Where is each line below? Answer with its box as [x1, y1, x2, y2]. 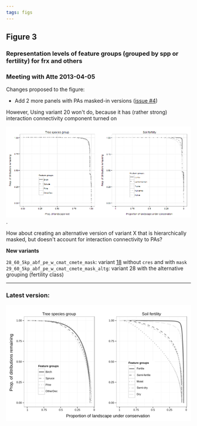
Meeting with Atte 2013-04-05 [6, 72, 96, 80]
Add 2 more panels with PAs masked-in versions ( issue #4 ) [14, 97, 158, 104]
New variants [6, 247, 39, 255]
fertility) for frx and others [6, 56, 83, 65]
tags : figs [6, 9, 33, 15]
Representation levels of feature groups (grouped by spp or [6, 49, 179, 58]
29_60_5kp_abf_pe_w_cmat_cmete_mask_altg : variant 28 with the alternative [6, 265, 184, 272]
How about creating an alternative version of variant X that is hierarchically [6, 229, 186, 237]
